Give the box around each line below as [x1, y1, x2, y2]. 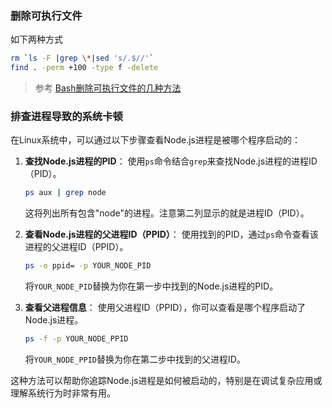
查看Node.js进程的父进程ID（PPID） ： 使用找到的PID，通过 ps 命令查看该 [24, 228, 319, 241]
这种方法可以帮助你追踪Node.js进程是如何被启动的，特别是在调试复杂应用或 [10, 374, 323, 386]
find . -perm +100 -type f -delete [10, 63, 159, 73]
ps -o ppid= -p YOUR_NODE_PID [24, 261, 152, 271]
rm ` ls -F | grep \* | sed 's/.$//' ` [10, 53, 155, 64]
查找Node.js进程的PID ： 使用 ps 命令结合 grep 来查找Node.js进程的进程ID [24, 155, 318, 167]
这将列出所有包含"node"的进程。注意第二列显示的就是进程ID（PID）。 [24, 207, 310, 219]
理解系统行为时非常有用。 [10, 387, 116, 399]
